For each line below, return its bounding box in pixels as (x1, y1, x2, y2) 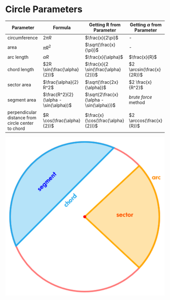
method (129, 99, 145, 106)
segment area (7, 96, 36, 103)
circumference (7, 35, 38, 41)
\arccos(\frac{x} (129, 117, 163, 123)
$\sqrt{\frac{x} (85, 42, 115, 48)
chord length (7, 66, 34, 73)
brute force (129, 94, 152, 100)
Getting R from (89, 22, 121, 28)
